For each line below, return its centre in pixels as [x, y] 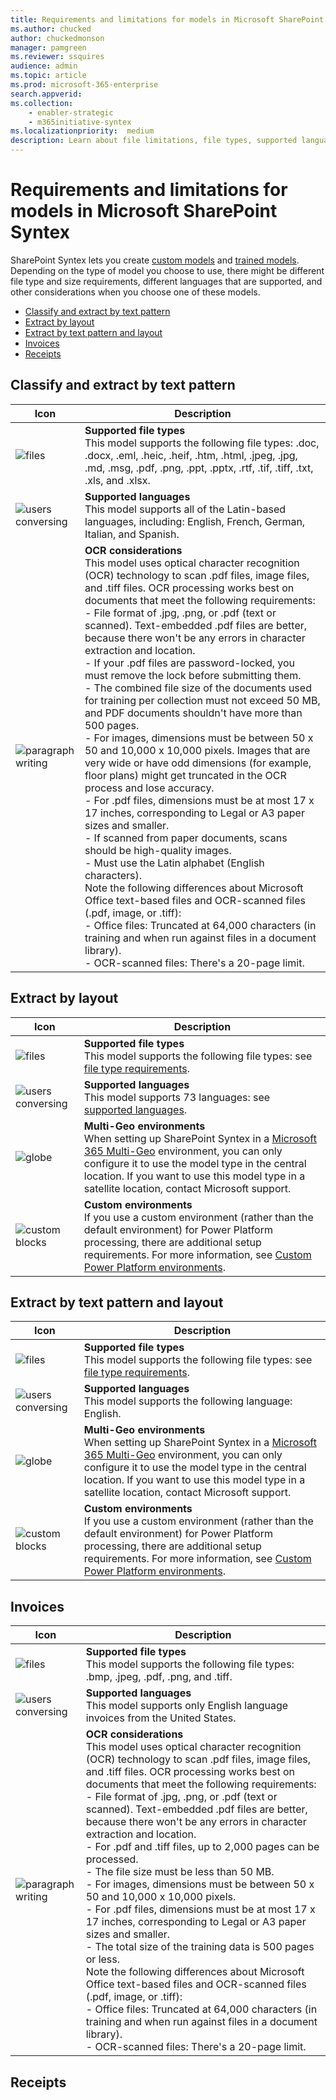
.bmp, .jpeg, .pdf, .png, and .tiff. [159, 1677]
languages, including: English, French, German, [195, 521]
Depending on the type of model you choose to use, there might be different [167, 270]
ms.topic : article [48, 76]
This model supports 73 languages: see [177, 1097]
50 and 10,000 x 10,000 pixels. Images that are [197, 750]
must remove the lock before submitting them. [193, 675]
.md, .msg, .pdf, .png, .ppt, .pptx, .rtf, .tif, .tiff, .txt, [199, 468]
